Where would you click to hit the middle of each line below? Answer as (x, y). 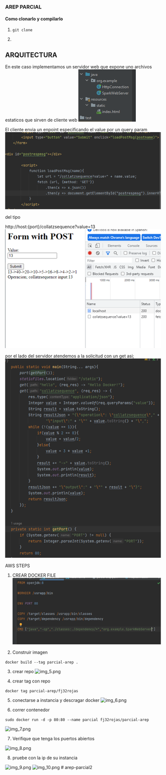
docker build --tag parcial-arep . (42, 662)
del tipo (13, 217)
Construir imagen (30, 652)
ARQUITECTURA (31, 55)
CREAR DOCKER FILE (34, 576)
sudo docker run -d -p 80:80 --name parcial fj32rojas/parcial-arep (77, 720)
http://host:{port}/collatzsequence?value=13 (50, 227)
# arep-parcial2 (77, 767)
